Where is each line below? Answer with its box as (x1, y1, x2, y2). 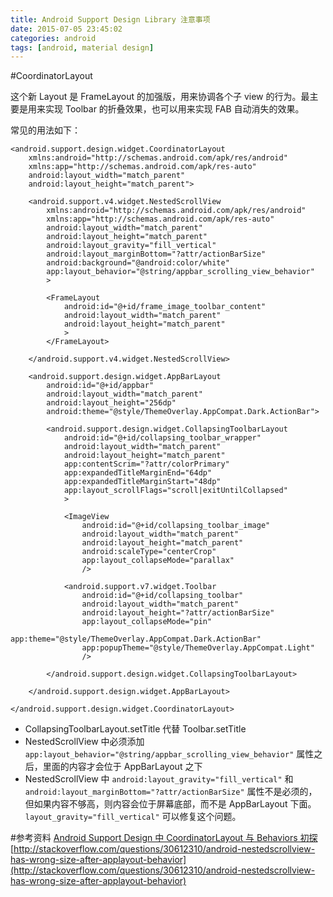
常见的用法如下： (10, 124, 81, 136)
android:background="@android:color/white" (46, 258, 230, 268)
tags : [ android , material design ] (10, 42, 155, 53)
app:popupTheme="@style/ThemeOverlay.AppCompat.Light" (81, 643, 315, 653)
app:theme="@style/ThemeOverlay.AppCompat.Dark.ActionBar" (10, 634, 262, 645)
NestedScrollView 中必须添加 (24, 736, 145, 748)
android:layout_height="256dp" (46, 398, 177, 408)
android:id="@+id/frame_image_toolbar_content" (63, 302, 267, 312)
